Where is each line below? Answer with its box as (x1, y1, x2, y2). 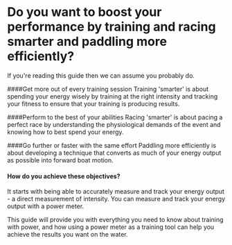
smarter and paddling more (7, 34, 168, 49)
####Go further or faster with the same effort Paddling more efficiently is (7, 141, 217, 149)
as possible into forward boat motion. (7, 155, 114, 164)
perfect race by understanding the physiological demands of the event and (7, 120, 221, 128)
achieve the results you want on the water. (7, 230, 128, 239)
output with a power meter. (7, 202, 84, 210)
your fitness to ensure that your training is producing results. (7, 99, 180, 108)
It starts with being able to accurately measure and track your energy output (7, 187, 225, 196)
